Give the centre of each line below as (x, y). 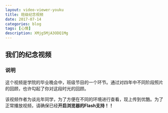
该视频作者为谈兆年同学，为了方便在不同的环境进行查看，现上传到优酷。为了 (84, 99)
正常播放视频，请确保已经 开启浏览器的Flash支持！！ (59, 105)
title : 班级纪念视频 (24, 15)
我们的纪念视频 (28, 55)
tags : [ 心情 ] (18, 29)
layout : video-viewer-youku (35, 10)
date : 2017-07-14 (23, 19)
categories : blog (23, 24)
